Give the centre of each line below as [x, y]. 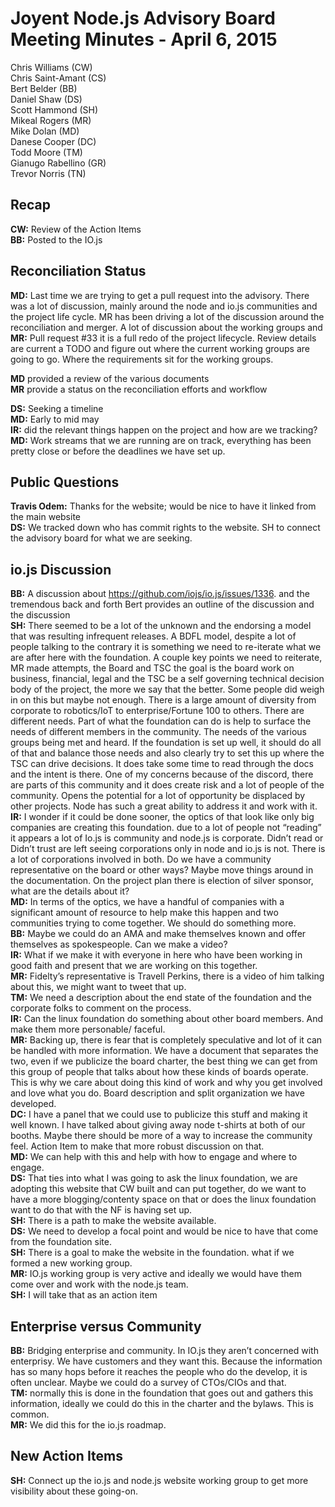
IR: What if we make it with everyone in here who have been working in [156, 955]
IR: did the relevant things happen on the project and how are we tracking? [164, 429]
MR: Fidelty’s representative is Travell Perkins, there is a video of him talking [167, 976]
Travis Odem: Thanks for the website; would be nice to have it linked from [163, 506]
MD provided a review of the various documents [110, 378]
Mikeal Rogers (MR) [51, 120]
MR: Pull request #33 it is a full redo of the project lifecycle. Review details [163, 338]
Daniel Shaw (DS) [46, 99]
